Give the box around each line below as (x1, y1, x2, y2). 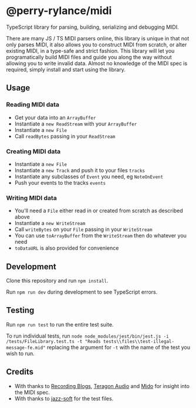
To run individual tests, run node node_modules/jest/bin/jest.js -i (6, 332, 169, 339)
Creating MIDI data (6, 147, 61, 155)
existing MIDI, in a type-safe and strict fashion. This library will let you (6, 47, 175, 54)
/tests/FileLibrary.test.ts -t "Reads (6, 338, 101, 344)
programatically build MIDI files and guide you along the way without (6, 53, 172, 60)
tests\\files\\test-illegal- (103, 338, 175, 344)
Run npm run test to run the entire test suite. (6, 321, 114, 328)
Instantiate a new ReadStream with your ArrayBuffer (14, 120, 137, 127)
